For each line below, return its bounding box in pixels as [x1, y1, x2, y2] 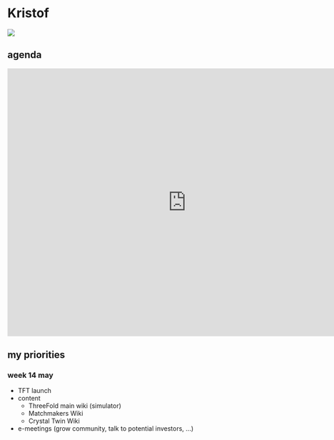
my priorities [7, 349, 66, 361]
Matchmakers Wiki [28, 409, 83, 418]
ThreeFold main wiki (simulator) [28, 401, 121, 410]
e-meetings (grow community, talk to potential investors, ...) [17, 424, 194, 433]
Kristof [7, 5, 50, 21]
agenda [7, 49, 42, 61]
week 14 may [7, 370, 54, 380]
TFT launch [17, 386, 52, 395]
